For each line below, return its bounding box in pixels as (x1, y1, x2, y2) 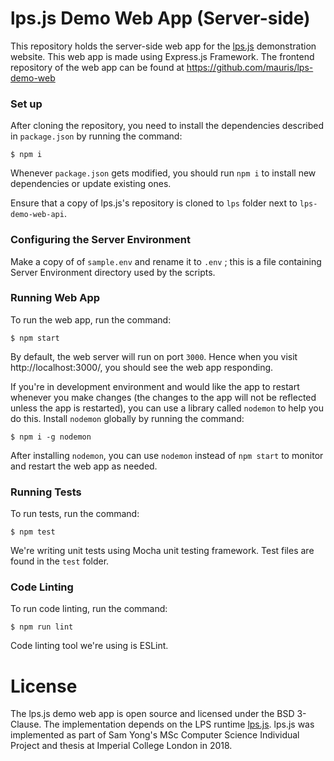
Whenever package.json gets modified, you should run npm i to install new (10, 167, 317, 179)
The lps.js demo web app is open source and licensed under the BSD (10, 708, 295, 720)
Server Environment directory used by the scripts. (10, 266, 216, 278)
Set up (10, 97, 43, 111)
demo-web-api (10, 210, 65, 220)
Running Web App (10, 291, 101, 305)
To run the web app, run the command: (10, 313, 172, 326)
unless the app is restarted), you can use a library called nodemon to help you (10, 402, 324, 414)
